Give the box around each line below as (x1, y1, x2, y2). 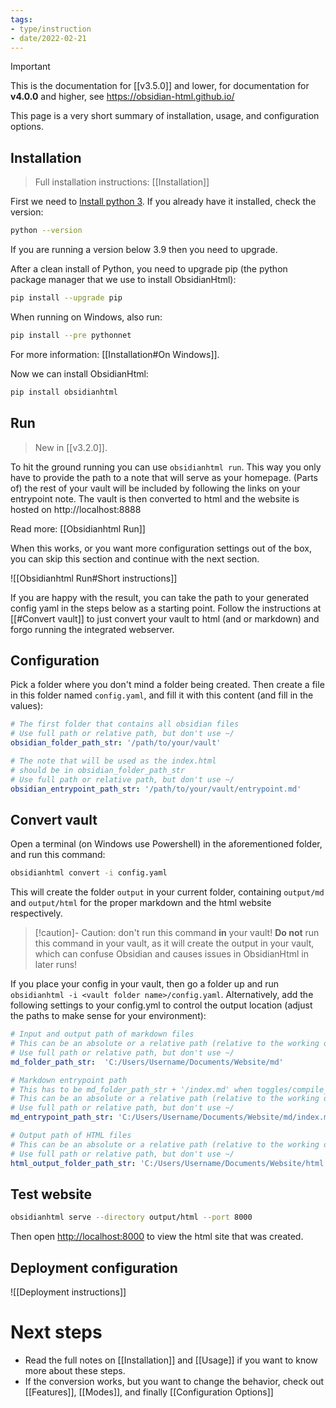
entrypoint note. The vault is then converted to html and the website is (10, 492, 300, 505)
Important (10, 61, 51, 73)
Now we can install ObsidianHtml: (10, 367, 149, 380)
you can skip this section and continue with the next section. (10, 552, 260, 565)
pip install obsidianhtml (10, 387, 118, 397)
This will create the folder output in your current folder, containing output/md (10, 886, 325, 898)
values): (10, 700, 44, 712)
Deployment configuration (10, 1259, 178, 1276)
